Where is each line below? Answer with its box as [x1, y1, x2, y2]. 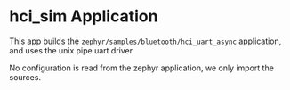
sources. [9, 71, 42, 82]
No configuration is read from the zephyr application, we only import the [9, 62, 274, 73]
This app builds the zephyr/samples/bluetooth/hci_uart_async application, [9, 36, 282, 46]
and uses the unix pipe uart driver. [9, 45, 135, 55]
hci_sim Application [9, 6, 158, 27]
